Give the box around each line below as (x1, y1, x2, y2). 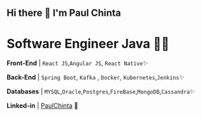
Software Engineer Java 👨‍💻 (6, 35, 170, 52)
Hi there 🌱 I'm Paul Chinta (6, 7, 121, 19)
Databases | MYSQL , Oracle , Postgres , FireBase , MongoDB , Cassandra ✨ (6, 87, 196, 96)
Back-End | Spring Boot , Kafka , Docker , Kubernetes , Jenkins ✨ (6, 73, 185, 82)
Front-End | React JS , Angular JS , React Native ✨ (6, 59, 148, 67)
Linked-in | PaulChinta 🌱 (6, 101, 79, 110)
